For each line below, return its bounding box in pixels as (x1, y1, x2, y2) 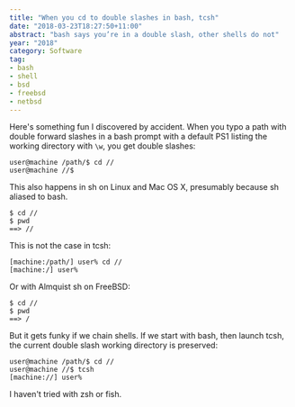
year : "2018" (9, 38, 58, 48)
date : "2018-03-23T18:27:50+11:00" (9, 22, 143, 31)
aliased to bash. (9, 191, 68, 203)
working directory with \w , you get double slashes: (9, 140, 196, 151)
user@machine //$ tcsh (9, 366, 94, 375)
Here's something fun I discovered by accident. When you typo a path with (9, 122, 287, 132)
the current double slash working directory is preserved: (9, 339, 219, 351)
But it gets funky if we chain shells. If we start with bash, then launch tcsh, (9, 330, 285, 341)
